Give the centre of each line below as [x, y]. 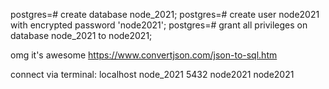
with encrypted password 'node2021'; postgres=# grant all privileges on [159, 25]
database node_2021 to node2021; [81, 35]
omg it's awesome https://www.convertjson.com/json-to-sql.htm [144, 55]
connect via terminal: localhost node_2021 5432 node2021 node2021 [152, 74]
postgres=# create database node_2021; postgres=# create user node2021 [165, 14]
